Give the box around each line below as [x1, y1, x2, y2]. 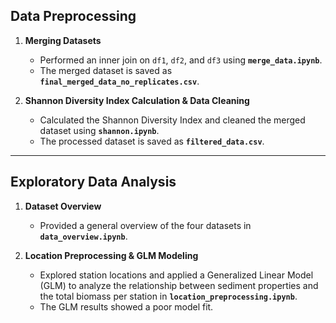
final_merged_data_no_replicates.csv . [39, 75, 200, 87]
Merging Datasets [24, 34, 102, 46]
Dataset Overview [24, 200, 102, 212]
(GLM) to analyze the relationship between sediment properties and [39, 279, 319, 291]
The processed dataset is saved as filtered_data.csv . [39, 135, 265, 147]
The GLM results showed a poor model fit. [39, 300, 214, 313]
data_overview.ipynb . [39, 230, 128, 242]
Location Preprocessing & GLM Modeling [24, 249, 199, 261]
